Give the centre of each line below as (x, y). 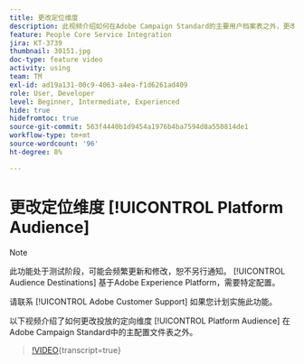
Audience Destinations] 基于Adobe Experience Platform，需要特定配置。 (145, 282)
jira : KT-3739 (36, 43)
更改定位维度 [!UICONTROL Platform (146, 207)
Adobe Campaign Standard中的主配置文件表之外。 (104, 331)
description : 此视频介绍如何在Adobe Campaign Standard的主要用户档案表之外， (146, 26)
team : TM (26, 77)
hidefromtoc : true (44, 118)
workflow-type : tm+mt (50, 135)
